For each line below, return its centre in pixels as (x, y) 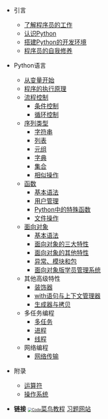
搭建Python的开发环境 (55, 42)
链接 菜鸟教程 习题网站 (52, 409)
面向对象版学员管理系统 (67, 270)
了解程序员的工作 (48, 25)
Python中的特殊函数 (62, 209)
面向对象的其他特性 (62, 253)
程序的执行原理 (45, 89)
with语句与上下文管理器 (67, 296)
